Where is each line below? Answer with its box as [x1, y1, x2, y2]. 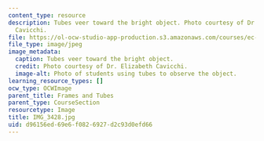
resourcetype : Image [8, 107, 76, 114]
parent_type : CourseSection [8, 99, 101, 107]
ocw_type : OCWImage [8, 84, 72, 92]
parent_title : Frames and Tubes [8, 92, 114, 99]
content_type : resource [8, 11, 86, 20]
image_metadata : [8, 48, 61, 56]
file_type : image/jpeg [8, 41, 82, 49]
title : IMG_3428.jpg [8, 114, 76, 121]
